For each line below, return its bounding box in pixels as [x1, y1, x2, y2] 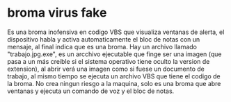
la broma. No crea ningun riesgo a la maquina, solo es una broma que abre [7, 79, 221, 87]
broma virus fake [7, 5, 107, 21]
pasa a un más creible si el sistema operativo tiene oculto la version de [7, 57, 210, 65]
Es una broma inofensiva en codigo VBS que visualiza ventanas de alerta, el [7, 28, 225, 36]
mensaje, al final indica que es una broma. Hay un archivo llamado [7, 42, 197, 51]
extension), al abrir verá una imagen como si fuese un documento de [7, 65, 205, 73]
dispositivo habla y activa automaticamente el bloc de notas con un [7, 35, 200, 43]
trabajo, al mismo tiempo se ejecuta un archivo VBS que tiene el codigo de [7, 71, 221, 80]
